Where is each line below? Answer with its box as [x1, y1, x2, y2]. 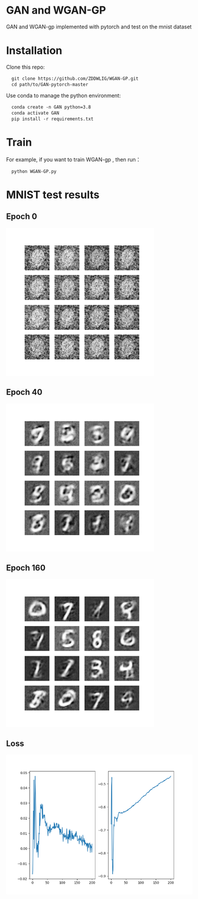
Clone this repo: [6, 63, 46, 70]
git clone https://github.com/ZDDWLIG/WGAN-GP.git [11, 75, 139, 82]
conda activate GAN [11, 110, 60, 116]
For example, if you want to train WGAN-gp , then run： [6, 156, 141, 163]
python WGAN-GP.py [11, 168, 57, 175]
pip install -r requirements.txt [11, 116, 94, 122]
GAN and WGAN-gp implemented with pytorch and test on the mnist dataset [6, 23, 192, 30]
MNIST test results [6, 188, 100, 201]
